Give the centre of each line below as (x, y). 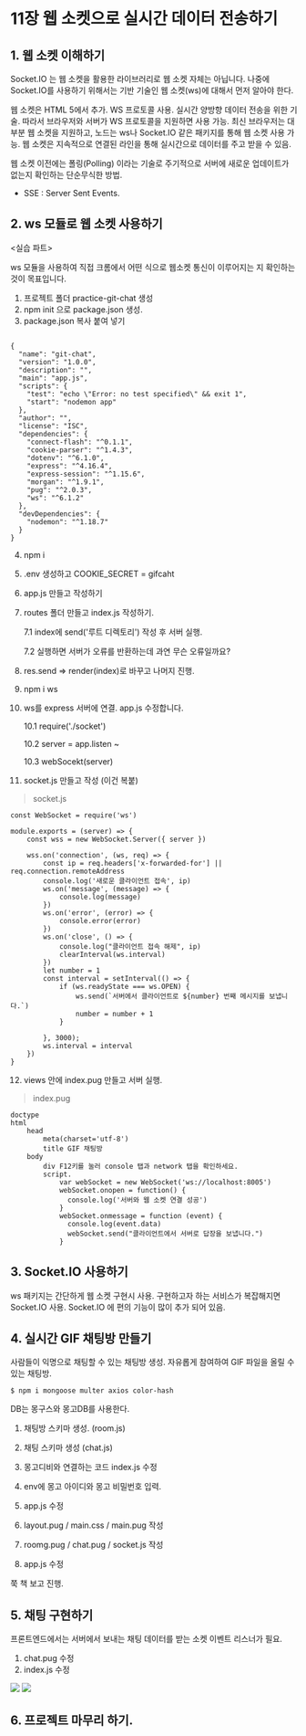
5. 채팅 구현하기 (52, 1615)
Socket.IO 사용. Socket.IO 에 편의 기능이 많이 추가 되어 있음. (118, 1307)
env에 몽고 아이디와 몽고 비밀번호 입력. (92, 1487)
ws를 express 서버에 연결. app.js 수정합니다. (103, 708)
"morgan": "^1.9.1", (66, 482)
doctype (25, 1115)
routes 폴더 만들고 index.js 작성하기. (88, 612)
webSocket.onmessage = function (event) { (141, 1215)
